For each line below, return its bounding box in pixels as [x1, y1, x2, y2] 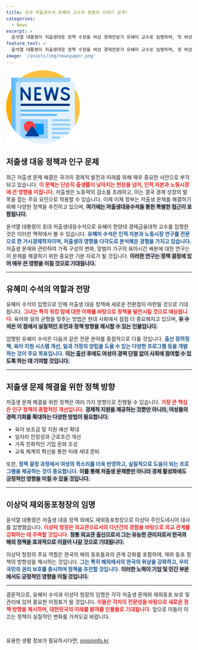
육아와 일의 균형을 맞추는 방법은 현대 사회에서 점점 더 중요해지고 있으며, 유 [14, 316, 184, 323]
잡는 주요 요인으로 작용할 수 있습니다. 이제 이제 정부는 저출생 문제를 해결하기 [16, 195, 192, 203]
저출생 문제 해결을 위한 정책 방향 [6, 382, 115, 392]
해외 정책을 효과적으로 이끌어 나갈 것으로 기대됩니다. [6, 539, 125, 545]
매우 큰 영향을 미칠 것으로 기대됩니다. [12, 260, 96, 267]
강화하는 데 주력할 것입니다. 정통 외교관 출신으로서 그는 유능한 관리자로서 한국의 [6, 531, 187, 538]
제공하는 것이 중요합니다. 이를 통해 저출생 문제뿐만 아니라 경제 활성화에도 [21, 468, 187, 475]
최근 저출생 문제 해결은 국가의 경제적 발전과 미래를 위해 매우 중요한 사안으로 [6, 174, 179, 181]
